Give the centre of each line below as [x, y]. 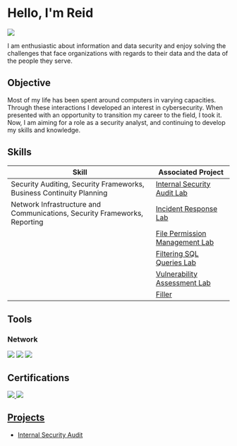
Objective [29, 83]
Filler [164, 294]
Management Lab [184, 242]
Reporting [27, 222]
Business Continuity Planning [59, 193]
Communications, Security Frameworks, [77, 213]
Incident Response [187, 208]
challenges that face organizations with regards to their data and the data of [118, 53]
